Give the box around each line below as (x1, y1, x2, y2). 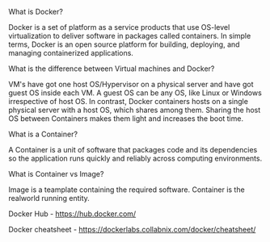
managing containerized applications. (8, 48, 133, 57)
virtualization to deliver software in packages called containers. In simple (8, 31, 251, 40)
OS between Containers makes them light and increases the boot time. (8, 114, 244, 123)
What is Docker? (8, 7, 63, 16)
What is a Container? (8, 129, 78, 139)
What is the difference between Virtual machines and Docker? (8, 64, 215, 73)
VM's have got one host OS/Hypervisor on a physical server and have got (8, 80, 254, 89)
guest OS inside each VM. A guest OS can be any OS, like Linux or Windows (8, 88, 263, 98)
